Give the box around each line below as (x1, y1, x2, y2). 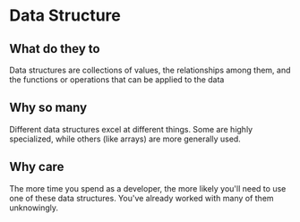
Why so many (9, 100, 88, 115)
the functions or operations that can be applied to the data (9, 74, 225, 85)
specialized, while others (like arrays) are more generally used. (9, 133, 242, 144)
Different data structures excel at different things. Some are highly (9, 124, 253, 134)
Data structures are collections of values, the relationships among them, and (9, 64, 291, 75)
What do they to (9, 41, 100, 56)
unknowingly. (9, 202, 59, 213)
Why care (9, 159, 64, 175)
